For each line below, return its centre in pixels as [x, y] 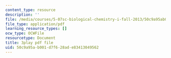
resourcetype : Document [31, 38]
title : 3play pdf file [29, 43]
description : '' [22, 15]
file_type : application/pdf [35, 24]
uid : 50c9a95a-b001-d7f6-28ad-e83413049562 [52, 47]
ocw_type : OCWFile [25, 33]
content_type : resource [31, 10]
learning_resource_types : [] [36, 29]
